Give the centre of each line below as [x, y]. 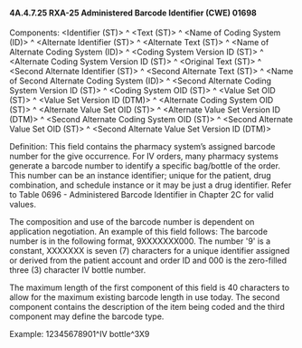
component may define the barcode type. [87, 316]
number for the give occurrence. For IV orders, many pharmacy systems [144, 156]
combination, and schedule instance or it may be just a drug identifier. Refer [151, 185]
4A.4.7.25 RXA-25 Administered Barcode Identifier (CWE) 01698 [133, 13]
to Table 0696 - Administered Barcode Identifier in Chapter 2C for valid [142, 195]
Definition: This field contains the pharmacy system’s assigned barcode [142, 147]
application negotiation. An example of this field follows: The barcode [139, 232]
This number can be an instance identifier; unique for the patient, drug [140, 176]
